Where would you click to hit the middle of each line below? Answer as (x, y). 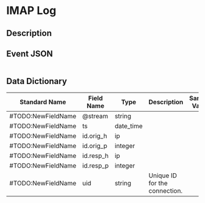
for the (158, 183)
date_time (129, 126)
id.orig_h (95, 136)
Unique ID (163, 176)
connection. (166, 191)
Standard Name (43, 102)
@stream (95, 116)
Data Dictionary (37, 81)
